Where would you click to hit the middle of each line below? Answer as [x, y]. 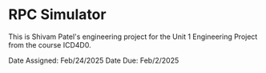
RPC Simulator [57, 15]
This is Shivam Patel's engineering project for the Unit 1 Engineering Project [133, 36]
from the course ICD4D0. [50, 44]
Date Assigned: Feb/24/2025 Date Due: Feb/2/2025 [94, 60]
